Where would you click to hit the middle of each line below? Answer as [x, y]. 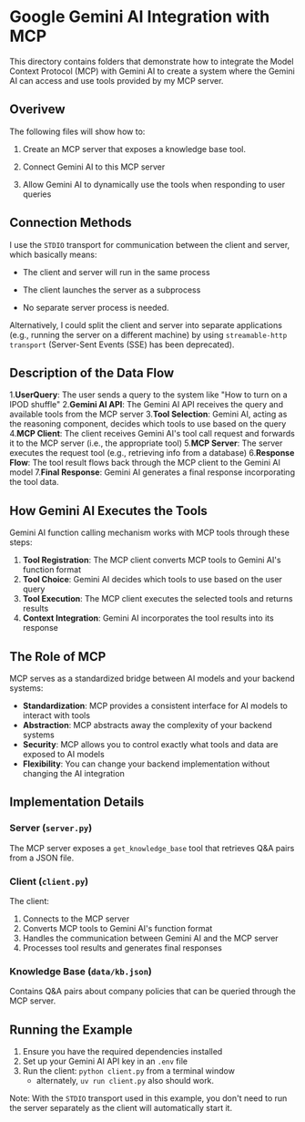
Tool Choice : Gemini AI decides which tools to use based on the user [152, 580]
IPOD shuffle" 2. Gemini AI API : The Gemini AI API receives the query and [147, 405]
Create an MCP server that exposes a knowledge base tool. [134, 149]
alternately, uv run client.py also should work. [125, 1081]
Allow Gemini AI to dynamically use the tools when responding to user [153, 184]
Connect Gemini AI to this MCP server [94, 167]
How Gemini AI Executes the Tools [108, 511]
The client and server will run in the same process [117, 272]
